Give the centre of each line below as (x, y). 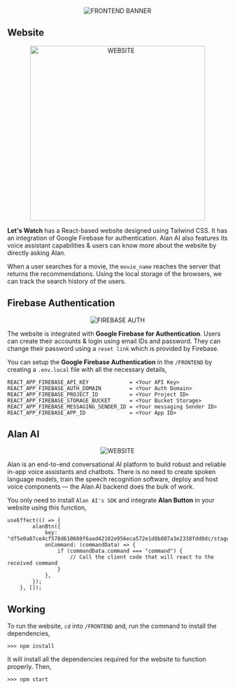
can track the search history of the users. (67, 281)
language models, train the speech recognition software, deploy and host (113, 480)
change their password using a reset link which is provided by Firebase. (113, 348)
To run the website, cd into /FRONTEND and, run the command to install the (112, 626)
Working (26, 609)
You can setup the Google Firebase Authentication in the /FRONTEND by (110, 362)
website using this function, (47, 508)
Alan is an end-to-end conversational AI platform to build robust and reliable (117, 464)
